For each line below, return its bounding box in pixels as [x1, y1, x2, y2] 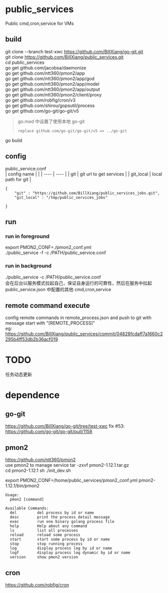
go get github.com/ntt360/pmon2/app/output [5, 86, 100, 92]
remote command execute [5, 301, 90, 310]
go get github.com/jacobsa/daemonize [5, 64, 86, 71]
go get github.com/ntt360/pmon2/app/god [5, 75, 95, 82]
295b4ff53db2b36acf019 [5, 336, 58, 342]
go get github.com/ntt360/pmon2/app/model [5, 81, 100, 87]
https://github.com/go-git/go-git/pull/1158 [5, 429, 93, 435]
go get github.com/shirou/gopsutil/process [5, 102, 95, 109]
